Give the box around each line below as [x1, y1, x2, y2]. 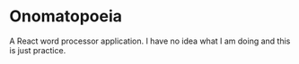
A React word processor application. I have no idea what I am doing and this [9, 36, 291, 46]
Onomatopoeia [9, 6, 123, 27]
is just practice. [9, 44, 66, 55]
